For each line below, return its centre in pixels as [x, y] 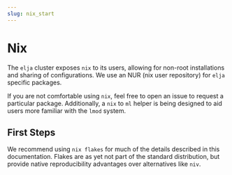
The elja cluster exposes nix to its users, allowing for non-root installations [116, 68]
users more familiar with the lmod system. [67, 111]
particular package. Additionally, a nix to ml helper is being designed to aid [115, 103]
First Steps [31, 132]
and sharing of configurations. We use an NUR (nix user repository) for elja [116, 75]
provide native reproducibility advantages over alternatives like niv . [104, 164]
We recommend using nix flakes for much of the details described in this [114, 149]
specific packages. [35, 82]
